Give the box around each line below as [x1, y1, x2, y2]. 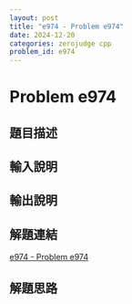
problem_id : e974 [9, 47, 76, 57]
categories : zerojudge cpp [9, 38, 112, 48]
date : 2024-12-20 [9, 30, 76, 39]
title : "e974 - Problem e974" [9, 22, 125, 31]
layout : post [9, 13, 59, 23]
